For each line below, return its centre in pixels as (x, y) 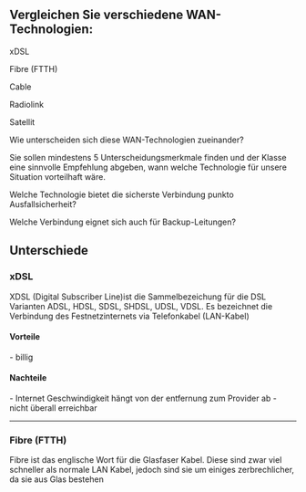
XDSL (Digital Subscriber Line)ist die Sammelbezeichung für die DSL (138, 297)
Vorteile (25, 337)
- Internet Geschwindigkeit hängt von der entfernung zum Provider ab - (143, 398)
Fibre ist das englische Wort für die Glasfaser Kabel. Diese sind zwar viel (146, 460)
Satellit (22, 121)
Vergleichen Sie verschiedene (97, 15)
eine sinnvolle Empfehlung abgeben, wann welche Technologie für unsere (148, 167)
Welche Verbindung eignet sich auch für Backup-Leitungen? (123, 222)
